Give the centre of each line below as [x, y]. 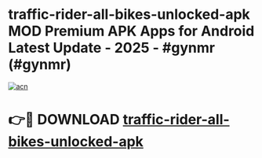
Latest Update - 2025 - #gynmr [112, 48]
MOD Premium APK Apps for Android [131, 31]
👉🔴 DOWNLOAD [64, 120]
